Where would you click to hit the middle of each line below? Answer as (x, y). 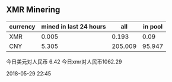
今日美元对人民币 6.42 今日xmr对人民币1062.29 (64, 61)
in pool (153, 26)
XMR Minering (33, 10)
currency (22, 26)
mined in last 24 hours (74, 26)
